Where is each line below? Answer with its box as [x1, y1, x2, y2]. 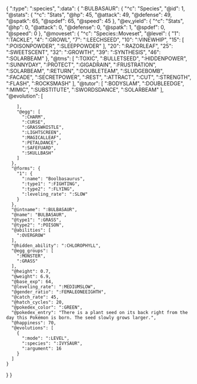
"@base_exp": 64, [11, 279, 54, 285]
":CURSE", [21, 119, 46, 125]
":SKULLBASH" [21, 150, 54, 156]
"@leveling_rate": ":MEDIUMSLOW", [11, 284, 96, 290]
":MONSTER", [16, 253, 46, 259]
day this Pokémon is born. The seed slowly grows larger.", [6, 315, 157, 320]
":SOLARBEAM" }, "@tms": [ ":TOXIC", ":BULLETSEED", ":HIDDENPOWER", [6, 55, 188, 62]
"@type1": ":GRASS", [11, 217, 62, 223]
